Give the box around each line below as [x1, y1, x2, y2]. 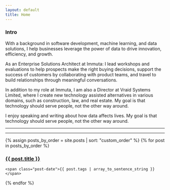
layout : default [5, 7, 39, 13]
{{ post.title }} [5, 155, 40, 162]
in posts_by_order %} [5, 142, 50, 149]
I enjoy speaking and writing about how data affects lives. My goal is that [5, 112, 157, 119]
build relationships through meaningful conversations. [5, 77, 118, 83]
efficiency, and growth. [5, 51, 53, 57]
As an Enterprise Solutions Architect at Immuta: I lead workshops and [5, 61, 150, 67]
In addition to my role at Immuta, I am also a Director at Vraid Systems [5, 86, 151, 92]
